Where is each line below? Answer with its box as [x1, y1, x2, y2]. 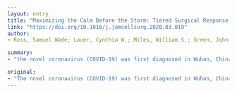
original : [7, 68, 37, 75]
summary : [7, 49, 33, 56]
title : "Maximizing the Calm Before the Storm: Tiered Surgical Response [7, 17, 229, 24]
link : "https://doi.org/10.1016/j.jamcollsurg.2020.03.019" [7, 23, 188, 30]
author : [7, 30, 30, 37]
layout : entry [7, 10, 49, 18]
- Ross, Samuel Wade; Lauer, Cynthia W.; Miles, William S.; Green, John [7, 37, 229, 44]
